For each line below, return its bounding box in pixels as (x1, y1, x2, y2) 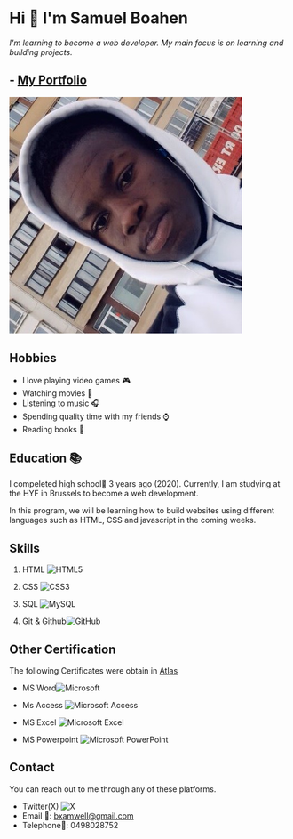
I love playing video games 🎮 (21, 375, 131, 385)
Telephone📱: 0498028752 (21, 819, 119, 830)
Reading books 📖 (21, 424, 85, 434)
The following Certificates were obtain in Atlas (9, 666, 178, 675)
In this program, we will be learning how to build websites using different (9, 505, 275, 516)
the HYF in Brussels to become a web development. (9, 488, 199, 499)
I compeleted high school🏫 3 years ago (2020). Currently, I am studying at (9, 479, 281, 489)
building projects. (9, 46, 73, 57)
